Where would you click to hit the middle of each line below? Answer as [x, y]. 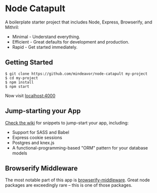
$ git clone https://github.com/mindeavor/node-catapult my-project [76, 74]
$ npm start [17, 86]
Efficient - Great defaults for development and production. [71, 42]
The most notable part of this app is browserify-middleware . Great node [78, 180]
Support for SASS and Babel [41, 132]
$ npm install [20, 82]
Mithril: [12, 27]
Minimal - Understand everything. [46, 37]
